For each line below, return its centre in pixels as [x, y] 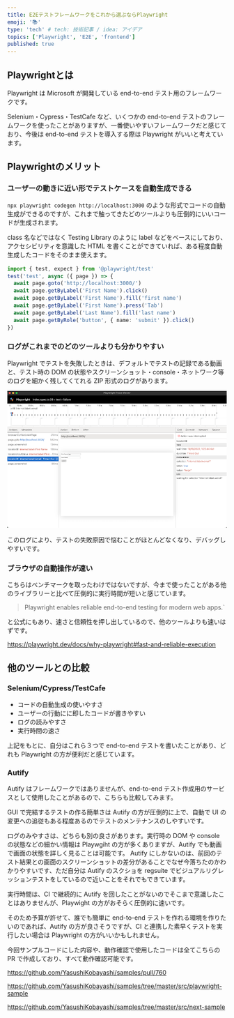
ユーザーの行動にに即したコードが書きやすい [81, 713]
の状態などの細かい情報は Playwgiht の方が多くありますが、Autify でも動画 [115, 844]
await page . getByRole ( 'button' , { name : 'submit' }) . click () [104, 320]
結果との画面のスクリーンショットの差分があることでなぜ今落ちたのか [120, 862]
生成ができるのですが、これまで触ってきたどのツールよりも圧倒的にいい [111, 213]
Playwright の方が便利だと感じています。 [79, 754]
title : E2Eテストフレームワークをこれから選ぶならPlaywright [88, 15]
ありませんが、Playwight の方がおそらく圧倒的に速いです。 [104, 903]
